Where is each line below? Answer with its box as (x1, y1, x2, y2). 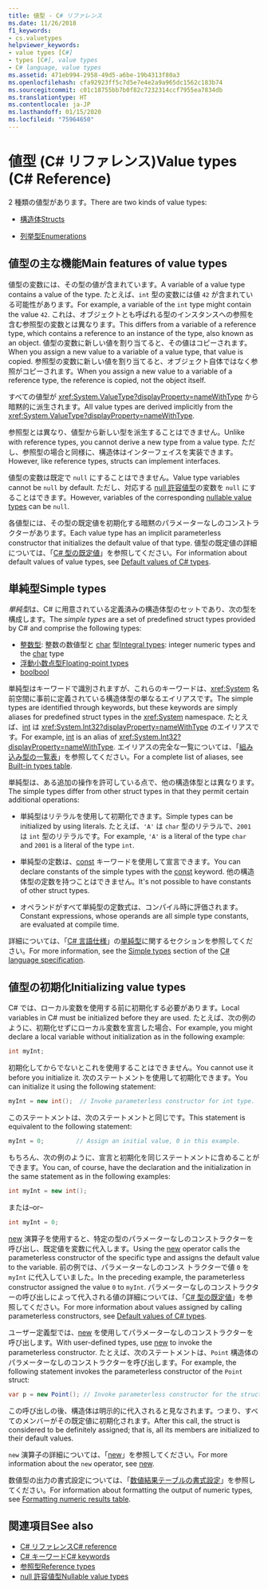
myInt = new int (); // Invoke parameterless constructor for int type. (8, 1097, 255, 1105)
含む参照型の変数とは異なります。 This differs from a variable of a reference (8, 319, 257, 329)
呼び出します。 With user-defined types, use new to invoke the (8, 1338, 213, 1347)
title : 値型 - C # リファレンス (8, 11, 102, 20)
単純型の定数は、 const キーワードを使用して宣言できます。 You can (19, 857, 241, 867)
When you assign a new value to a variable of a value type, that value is (8, 346, 243, 356)
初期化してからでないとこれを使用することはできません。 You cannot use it (8, 1063, 254, 1073)
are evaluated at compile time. (19, 919, 120, 930)
